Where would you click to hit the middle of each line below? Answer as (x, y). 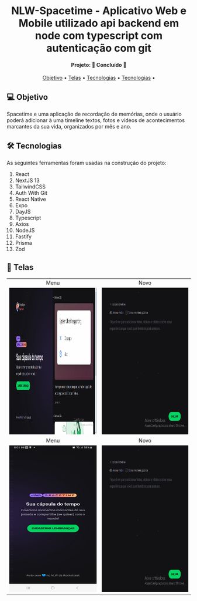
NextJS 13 (27, 181)
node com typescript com (99, 36)
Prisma (24, 243)
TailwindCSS (30, 187)
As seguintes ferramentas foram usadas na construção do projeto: (87, 163)
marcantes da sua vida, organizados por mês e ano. (69, 127)
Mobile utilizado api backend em (99, 23)
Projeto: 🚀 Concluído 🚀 (99, 65)
